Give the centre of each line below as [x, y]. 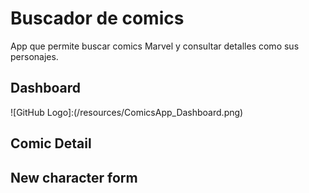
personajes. [34, 56]
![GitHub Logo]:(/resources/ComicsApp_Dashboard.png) [127, 112]
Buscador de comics [97, 18]
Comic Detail [51, 143]
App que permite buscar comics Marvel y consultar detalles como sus [155, 46]
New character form [74, 177]
